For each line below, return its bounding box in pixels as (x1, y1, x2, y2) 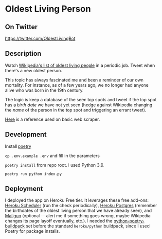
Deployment (5, 185, 43, 193)
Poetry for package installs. (5, 228, 60, 234)
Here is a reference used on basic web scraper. (5, 116, 100, 122)
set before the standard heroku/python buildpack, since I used (26, 223, 150, 229)
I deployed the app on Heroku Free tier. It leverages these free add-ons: (5, 197, 149, 203)
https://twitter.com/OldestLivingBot (5, 35, 75, 41)
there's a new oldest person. (5, 67, 62, 73)
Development (5, 130, 47, 139)
